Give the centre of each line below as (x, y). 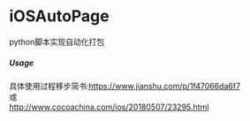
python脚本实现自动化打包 (57, 42)
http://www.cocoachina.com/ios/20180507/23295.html (109, 107)
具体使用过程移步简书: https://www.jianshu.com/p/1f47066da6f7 (125, 86)
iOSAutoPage (59, 16)
